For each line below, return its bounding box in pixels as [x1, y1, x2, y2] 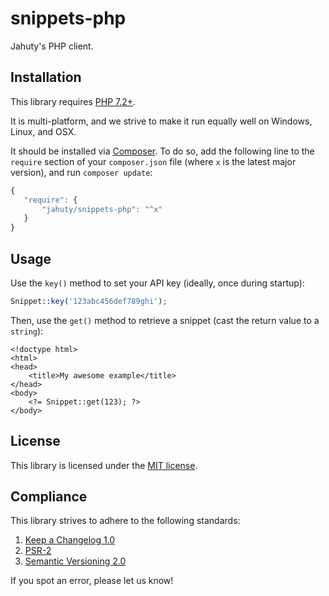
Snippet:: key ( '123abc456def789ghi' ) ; [10, 296, 168, 306]
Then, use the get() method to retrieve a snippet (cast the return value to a [10, 314, 320, 326]
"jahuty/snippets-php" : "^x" [41, 204, 163, 214]
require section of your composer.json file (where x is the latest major [10, 155, 297, 167]
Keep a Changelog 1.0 [24, 534, 116, 546]
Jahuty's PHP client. [10, 40, 94, 52]
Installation [10, 69, 82, 86]
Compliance [10, 488, 88, 506]
